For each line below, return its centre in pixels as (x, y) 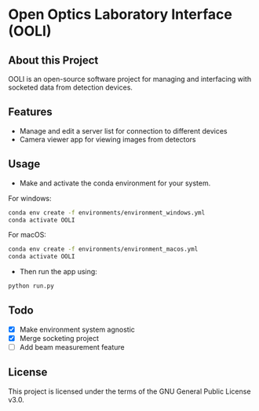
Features (30, 112)
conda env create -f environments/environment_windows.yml (107, 213)
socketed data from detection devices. (71, 87)
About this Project (53, 60)
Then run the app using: (58, 272)
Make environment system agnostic (77, 329)
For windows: (30, 198)
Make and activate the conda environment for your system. (115, 183)
